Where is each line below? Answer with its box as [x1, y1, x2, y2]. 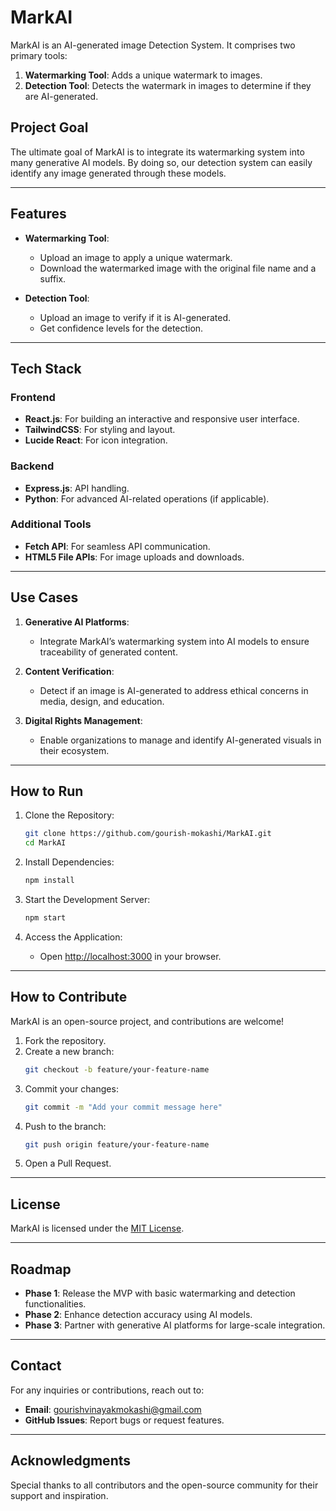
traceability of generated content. [39, 646, 178, 658]
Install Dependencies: [24, 856, 115, 868]
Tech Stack [10, 360, 82, 377]
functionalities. [24, 1298, 87, 1310]
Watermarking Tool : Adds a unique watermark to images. [24, 69, 263, 81]
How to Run [10, 783, 84, 800]
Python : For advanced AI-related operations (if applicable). [24, 492, 270, 505]
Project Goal [10, 119, 89, 136]
